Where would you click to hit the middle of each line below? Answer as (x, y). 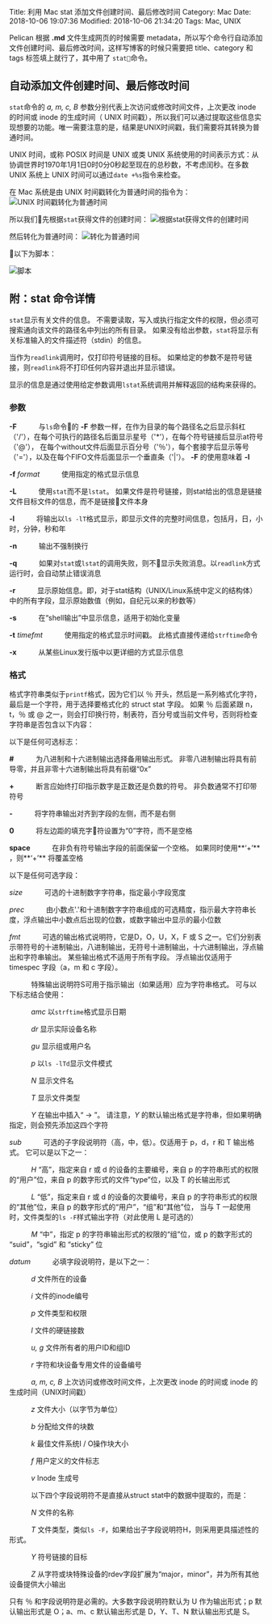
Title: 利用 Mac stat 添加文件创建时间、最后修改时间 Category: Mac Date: (130, 12)
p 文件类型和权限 (59, 1313)
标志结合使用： (41, 994)
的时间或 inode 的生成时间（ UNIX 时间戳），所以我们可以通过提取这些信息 (132, 117)
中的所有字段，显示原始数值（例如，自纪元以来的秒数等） (105, 600)
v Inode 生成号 (55, 1478)
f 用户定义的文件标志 (65, 1461)
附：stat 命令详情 (52, 299)
